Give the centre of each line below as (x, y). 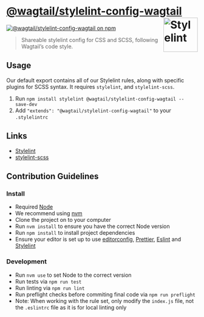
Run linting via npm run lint (50, 288)
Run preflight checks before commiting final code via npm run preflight (105, 294)
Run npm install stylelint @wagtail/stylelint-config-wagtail (96, 98)
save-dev (26, 104)
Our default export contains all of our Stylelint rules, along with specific (95, 80)
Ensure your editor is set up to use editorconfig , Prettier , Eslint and (98, 240)
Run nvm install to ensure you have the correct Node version (92, 226)
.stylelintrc (32, 117)
